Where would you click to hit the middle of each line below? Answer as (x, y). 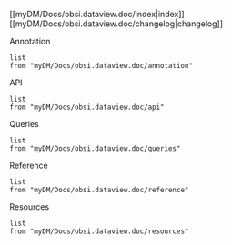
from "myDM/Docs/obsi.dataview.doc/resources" (99, 231)
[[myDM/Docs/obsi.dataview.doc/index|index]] (97, 14)
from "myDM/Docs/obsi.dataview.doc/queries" (95, 149)
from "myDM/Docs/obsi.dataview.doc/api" (87, 107)
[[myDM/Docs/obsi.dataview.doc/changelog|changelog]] (116, 24)
